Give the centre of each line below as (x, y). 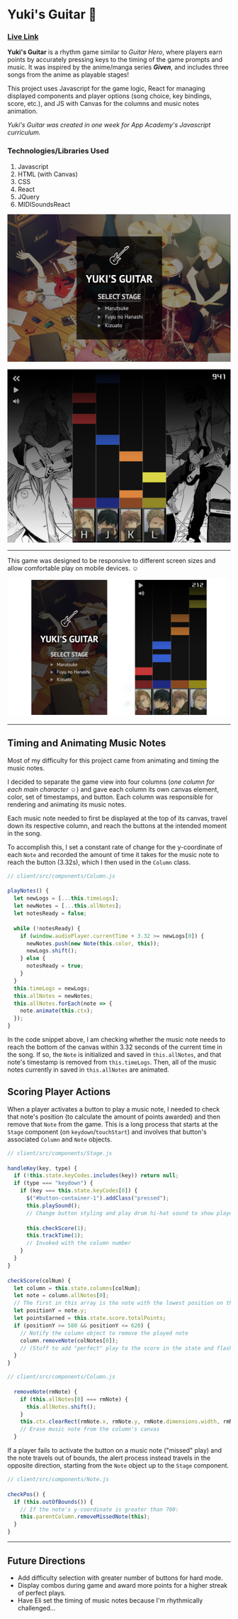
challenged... (36, 1608)
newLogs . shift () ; (52, 951)
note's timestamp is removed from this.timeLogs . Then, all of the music (112, 1063)
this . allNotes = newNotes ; (53, 996)
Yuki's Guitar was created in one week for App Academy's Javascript (109, 125)
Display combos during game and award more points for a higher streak (123, 1585)
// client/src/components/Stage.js (60, 1153)
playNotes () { (28, 891)
